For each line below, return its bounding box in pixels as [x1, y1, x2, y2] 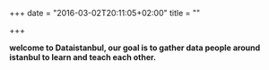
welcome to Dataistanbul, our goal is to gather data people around [9, 42, 261, 53]
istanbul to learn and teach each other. [9, 52, 157, 62]
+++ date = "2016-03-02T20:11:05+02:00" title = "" [9, 8, 200, 18]
